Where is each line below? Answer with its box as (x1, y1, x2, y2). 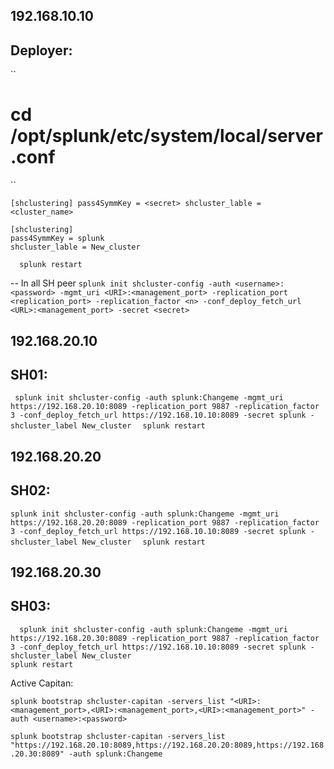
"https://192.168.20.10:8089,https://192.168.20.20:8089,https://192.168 (10, 740, 325, 750)
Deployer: (10, 42, 73, 59)
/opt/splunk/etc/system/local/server (10, 125, 323, 148)
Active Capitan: (10, 677, 74, 689)
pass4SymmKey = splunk (10, 234, 105, 244)
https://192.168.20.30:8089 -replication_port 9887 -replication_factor (10, 633, 320, 643)
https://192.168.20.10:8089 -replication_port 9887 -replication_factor (10, 402, 320, 412)
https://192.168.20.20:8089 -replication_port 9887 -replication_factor (10, 517, 320, 528)
